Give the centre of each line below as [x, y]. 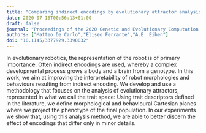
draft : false [23, 23]
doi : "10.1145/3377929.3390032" [48, 40]
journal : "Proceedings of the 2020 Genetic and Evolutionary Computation [103, 29]
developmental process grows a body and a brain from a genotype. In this [100, 71]
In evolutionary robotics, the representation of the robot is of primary [93, 58]
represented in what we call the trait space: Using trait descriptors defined [100, 97]
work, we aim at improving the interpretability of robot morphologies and [98, 78]
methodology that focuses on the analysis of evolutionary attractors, [93, 90]
